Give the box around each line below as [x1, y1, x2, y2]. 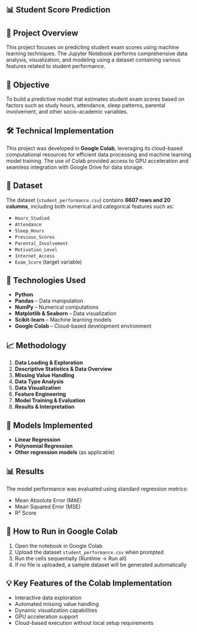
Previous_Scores [14, 234, 55, 240]
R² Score [14, 509, 37, 516]
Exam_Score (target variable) [14, 258, 82, 265]
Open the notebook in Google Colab [14, 542, 103, 549]
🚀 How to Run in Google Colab [6, 527, 118, 537]
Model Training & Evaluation [14, 397, 86, 404]
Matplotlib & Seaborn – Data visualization [14, 310, 117, 317]
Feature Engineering [14, 390, 66, 398]
